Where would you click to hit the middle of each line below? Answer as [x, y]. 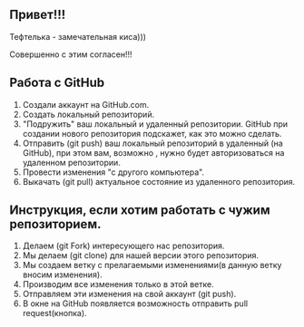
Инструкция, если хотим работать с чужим [140, 211]
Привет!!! [38, 15]
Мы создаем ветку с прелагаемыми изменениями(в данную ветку [152, 265]
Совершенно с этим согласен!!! [71, 54]
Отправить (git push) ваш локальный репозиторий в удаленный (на [152, 143]
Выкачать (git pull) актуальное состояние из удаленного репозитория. [159, 181]
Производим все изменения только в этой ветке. [118, 284]
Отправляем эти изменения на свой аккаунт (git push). [129, 294]
